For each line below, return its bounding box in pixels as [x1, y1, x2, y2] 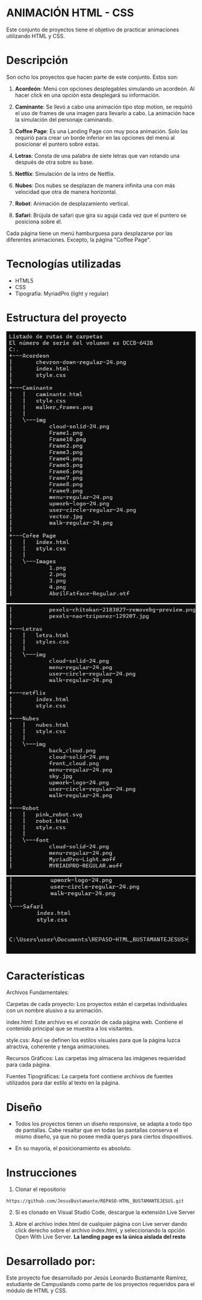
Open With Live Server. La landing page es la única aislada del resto [14, 1233, 186, 1240]
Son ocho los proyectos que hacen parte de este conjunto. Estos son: [6, 73, 179, 81]
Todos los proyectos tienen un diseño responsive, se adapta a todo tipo [14, 1120, 192, 1128]
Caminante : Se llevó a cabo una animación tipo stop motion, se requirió [14, 103, 193, 110]
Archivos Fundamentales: [6, 989, 69, 996]
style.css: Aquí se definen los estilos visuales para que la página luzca [6, 1037, 180, 1044]
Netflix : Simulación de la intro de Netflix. [14, 170, 115, 177]
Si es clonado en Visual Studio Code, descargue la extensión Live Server [14, 1208, 195, 1216]
